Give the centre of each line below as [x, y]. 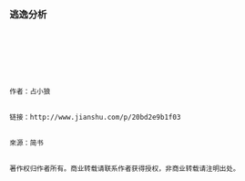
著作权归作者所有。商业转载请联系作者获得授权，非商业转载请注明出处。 [125, 169]
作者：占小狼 [30, 92]
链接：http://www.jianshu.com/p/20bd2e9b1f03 [95, 117]
